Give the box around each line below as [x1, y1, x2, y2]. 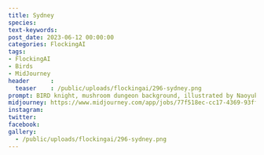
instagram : [8, 106, 44, 114]
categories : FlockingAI [8, 41, 86, 49]
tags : [8, 48, 26, 56]
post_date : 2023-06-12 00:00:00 [8, 33, 114, 41]
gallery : [8, 128, 37, 135]
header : [8, 77, 55, 85]
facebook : [8, 121, 41, 128]
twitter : [8, 114, 37, 121]
